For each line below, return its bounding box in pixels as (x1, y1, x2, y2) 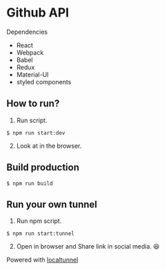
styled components (16, 77, 72, 86)
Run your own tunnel (6, 198, 98, 210)
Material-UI (16, 70, 49, 79)
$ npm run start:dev (6, 129, 66, 136)
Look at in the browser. (16, 142, 82, 150)
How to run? (6, 98, 60, 110)
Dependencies (6, 28, 48, 36)
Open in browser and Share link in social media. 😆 (16, 242, 160, 251)
